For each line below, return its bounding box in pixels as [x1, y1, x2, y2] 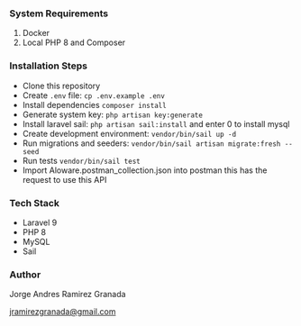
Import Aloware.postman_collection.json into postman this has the [22, 165, 268, 176]
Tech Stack [9, 196, 60, 209]
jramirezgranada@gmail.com [9, 306, 116, 317]
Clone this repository [22, 80, 101, 91]
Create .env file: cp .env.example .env [22, 89, 165, 101]
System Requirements [9, 7, 109, 20]
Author [9, 268, 41, 281]
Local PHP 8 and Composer [22, 37, 126, 48]
